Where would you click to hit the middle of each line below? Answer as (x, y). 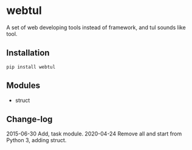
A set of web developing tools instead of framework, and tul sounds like (96, 27)
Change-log (29, 119)
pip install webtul (31, 67)
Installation (28, 53)
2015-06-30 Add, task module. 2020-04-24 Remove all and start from (94, 134)
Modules (23, 86)
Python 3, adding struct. (36, 140)
